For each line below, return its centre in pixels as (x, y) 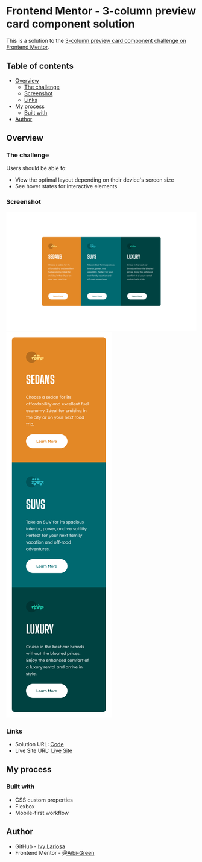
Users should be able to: (37, 168)
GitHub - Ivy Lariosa (40, 846)
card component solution (71, 24)
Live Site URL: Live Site (44, 751)
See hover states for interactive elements (66, 186)
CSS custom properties (44, 800)
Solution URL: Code (39, 744)
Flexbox (25, 806)
